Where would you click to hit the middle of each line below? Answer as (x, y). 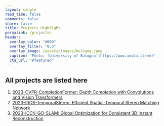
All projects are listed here (46, 80)
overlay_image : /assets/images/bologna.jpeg (56, 51)
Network (21, 108)
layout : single (21, 10)
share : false (19, 23)
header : (13, 38)
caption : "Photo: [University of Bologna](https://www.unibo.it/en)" (82, 56)
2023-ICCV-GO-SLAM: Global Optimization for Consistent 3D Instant (82, 113)
